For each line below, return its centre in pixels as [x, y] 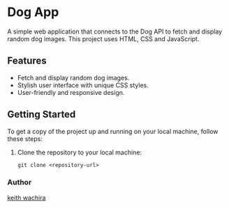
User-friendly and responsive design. [71, 92]
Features [27, 61]
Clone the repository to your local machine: [79, 152]
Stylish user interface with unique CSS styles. [83, 85]
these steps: [25, 139]
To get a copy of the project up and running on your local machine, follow [113, 131]
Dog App [33, 12]
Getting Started [42, 115]
